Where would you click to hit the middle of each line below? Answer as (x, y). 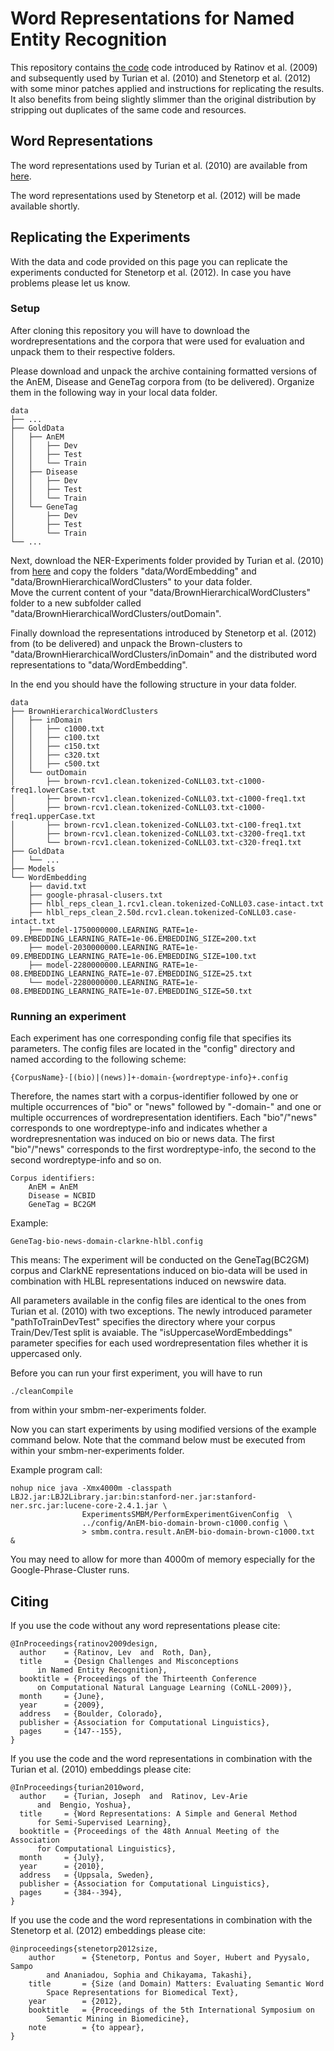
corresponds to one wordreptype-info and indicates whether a (139, 1128)
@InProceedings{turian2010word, (77, 1787)
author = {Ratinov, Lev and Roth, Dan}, (116, 1652)
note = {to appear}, (86, 2027)
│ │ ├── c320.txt (55, 755)
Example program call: (56, 1470)
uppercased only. (46, 1354)
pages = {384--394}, (71, 1892)
